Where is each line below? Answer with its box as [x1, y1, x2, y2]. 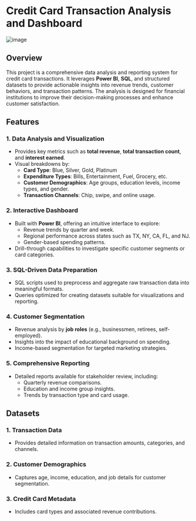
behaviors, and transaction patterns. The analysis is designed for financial [6, 87, 185, 95]
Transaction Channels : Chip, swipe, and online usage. [23, 192, 156, 199]
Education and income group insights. [23, 385, 116, 392]
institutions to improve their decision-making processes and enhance [6, 93, 174, 101]
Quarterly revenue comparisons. [23, 379, 102, 386]
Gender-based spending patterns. [23, 238, 106, 245]
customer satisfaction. [6, 100, 60, 107]
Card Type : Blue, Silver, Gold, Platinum [23, 166, 117, 174]
